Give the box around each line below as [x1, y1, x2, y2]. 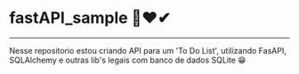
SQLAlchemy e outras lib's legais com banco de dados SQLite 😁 [9, 55, 246, 65]
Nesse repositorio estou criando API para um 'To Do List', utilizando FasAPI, [9, 45, 287, 55]
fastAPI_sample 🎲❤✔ [9, 8, 172, 28]
